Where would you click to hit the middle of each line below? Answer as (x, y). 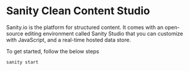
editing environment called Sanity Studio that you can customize (104, 33)
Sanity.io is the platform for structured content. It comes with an (85, 27)
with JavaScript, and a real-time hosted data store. (69, 40)
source (15, 33)
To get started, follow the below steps (53, 51)
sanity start (22, 62)
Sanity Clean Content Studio (78, 11)
